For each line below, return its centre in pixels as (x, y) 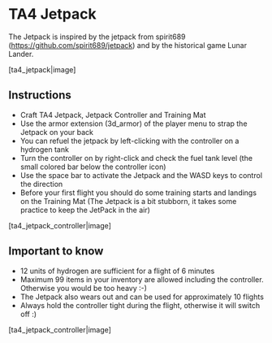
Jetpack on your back (57, 132)
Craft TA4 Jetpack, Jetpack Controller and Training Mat (113, 115)
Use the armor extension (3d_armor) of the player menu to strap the (134, 124)
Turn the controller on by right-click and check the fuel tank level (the (136, 158)
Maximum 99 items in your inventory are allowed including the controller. (142, 279)
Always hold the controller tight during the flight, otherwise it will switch (140, 305)
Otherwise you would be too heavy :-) (84, 288)
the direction (41, 184)
